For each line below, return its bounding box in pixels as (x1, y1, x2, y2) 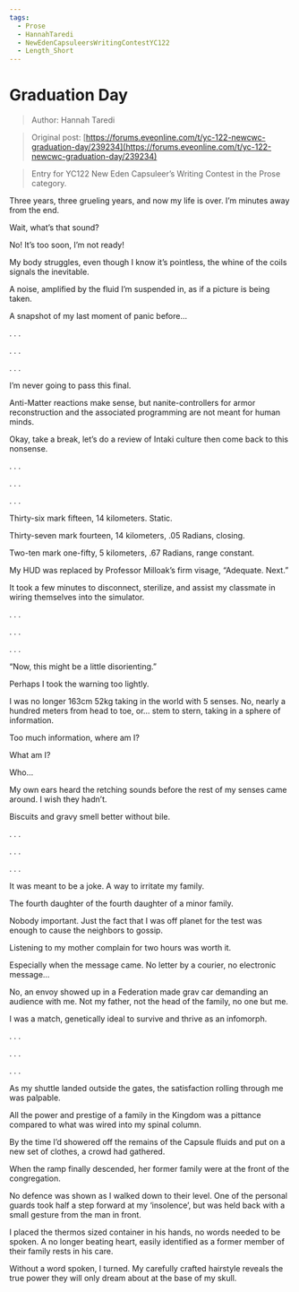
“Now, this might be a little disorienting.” (9, 661, 157, 672)
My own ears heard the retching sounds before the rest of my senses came (9, 785, 287, 796)
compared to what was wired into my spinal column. (9, 1119, 201, 1130)
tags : (9, 13, 30, 22)
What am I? (9, 750, 51, 761)
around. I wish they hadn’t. (9, 794, 107, 805)
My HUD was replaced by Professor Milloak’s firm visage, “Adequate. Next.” (9, 565, 289, 576)
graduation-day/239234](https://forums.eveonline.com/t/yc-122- (30, 142, 272, 152)
